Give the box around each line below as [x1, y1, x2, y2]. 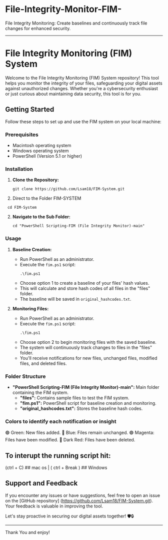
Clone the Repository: [12, 177, 59, 183]
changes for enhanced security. [5, 25, 71, 31]
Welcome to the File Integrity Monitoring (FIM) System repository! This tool [5, 75, 159, 81]
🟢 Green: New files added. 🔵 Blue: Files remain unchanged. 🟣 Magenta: [5, 429, 154, 436]
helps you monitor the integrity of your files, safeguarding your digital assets [5, 80, 162, 86]
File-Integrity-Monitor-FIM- [5, 4, 122, 15]
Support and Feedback [5, 479, 78, 487]
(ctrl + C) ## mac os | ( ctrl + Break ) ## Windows [5, 464, 107, 470]
